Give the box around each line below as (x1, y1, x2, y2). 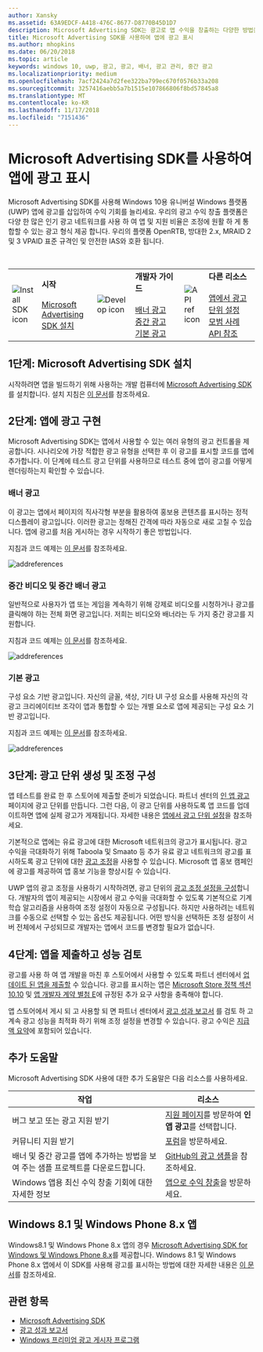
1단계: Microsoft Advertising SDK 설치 (8, 357, 193, 371)
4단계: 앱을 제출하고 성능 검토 (8, 948, 142, 961)
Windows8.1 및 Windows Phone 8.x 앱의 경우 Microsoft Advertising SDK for (8, 1240, 248, 1249)
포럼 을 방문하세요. (165, 1135, 228, 1146)
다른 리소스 (208, 271, 247, 282)
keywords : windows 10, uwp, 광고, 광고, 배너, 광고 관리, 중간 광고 (8, 63, 214, 71)
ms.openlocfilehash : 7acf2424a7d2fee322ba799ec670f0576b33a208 (8, 77, 219, 85)
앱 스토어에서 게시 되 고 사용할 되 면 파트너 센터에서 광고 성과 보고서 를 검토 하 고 (8, 1006, 254, 1015)
